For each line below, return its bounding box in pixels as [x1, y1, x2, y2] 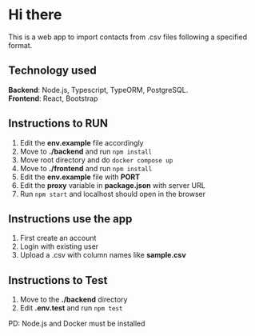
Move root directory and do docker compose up [19, 154, 173, 165]
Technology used [8, 64, 98, 78]
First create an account [19, 234, 97, 243]
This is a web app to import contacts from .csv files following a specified [8, 32, 248, 42]
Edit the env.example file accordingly [19, 138, 144, 147]
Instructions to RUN [8, 117, 108, 130]
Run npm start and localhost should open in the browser [19, 189, 206, 198]
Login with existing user [19, 242, 99, 251]
